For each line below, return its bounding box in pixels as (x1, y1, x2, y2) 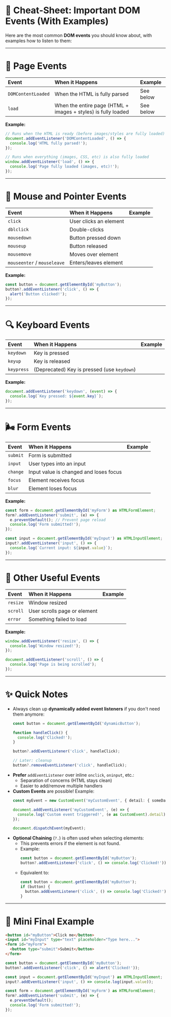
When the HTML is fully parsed (54, 90, 129, 97)
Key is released (34, 358, 70, 365)
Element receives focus (28, 476, 85, 484)
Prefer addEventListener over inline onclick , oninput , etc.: (12, 772, 135, 778)
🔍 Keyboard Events (5, 319, 90, 330)
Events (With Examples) (5, 15, 109, 27)
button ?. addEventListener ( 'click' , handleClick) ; (12, 749, 121, 754)
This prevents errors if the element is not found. (20, 840, 121, 846)
